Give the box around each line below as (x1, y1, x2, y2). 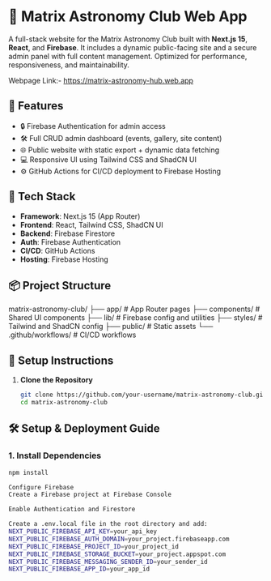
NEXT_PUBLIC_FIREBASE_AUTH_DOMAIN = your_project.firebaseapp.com (8, 535, 230, 543)
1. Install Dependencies (8, 450, 102, 461)
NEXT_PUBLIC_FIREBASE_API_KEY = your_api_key (8, 528, 158, 536)
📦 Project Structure (8, 279, 112, 293)
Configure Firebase (8, 483, 74, 491)
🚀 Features (8, 99, 64, 113)
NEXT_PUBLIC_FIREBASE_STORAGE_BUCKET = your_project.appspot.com (8, 550, 227, 558)
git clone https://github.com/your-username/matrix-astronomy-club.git (19, 391, 267, 399)
